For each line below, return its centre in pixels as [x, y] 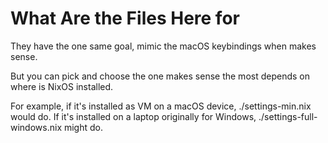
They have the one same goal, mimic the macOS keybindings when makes [163, 46]
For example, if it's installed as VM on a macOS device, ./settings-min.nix [161, 106]
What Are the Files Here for [125, 18]
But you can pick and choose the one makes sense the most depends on [160, 76]
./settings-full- [288, 116]
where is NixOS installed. [62, 86]
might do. [83, 127]
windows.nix [36, 127]
